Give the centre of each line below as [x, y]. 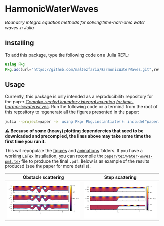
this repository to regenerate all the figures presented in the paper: [72, 112]
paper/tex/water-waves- [129, 156]
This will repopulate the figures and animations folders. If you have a [74, 151]
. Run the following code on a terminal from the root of [103, 107]
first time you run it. [26, 141]
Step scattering [120, 177]
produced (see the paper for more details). [48, 166]
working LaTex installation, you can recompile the [54, 156]
